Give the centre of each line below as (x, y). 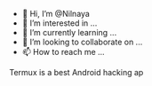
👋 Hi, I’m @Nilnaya (56, 14)
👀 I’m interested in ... (60, 23)
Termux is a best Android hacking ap (76, 72)
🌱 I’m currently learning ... (69, 32)
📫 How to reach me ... (63, 52)
